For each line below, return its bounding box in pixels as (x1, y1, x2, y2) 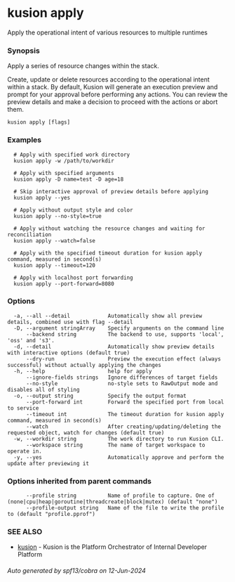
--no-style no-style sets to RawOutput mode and (25, 380, 218, 387)
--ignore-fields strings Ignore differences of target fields (25, 374, 218, 381)
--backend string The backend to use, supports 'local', (25, 330, 224, 338)
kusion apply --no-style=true (13, 212, 102, 219)
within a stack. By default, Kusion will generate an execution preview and (7, 83, 218, 91)
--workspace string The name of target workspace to (25, 441, 206, 448)
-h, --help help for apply (13, 368, 152, 375)
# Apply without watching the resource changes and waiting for (13, 225, 206, 232)
